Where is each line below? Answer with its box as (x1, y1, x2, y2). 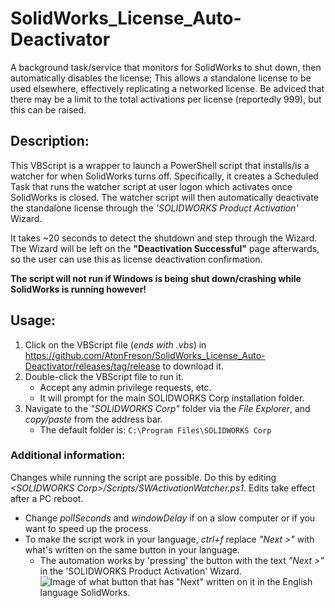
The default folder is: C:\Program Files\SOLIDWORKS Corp (39, 423, 272, 436)
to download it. (162, 360, 225, 372)
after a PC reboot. (10, 492, 84, 504)
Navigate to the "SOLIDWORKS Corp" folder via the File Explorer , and (24, 402, 311, 414)
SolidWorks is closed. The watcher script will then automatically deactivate (10, 191, 319, 203)
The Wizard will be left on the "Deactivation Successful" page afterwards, (10, 242, 320, 254)
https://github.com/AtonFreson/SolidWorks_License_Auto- (24, 349, 266, 361)
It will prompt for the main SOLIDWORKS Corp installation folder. (39, 392, 305, 404)
